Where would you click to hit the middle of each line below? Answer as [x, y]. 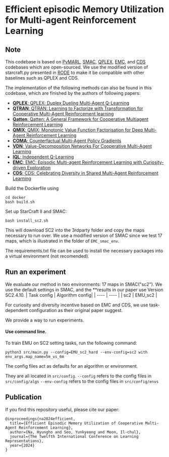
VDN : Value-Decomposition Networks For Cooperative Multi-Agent [82, 146]
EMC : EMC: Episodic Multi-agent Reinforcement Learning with [77, 162]
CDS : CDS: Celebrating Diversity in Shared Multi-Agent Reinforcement [86, 173]
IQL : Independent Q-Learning [43, 157]
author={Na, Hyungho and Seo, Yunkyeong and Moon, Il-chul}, [75, 432]
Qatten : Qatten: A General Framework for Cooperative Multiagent [80, 119]
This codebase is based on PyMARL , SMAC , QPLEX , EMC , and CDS [76, 62]
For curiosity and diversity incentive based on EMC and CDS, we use [77, 305]
